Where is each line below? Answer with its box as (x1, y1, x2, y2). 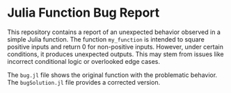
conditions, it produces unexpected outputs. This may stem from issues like (7, 50, 224, 58)
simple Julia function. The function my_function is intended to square (7, 35, 205, 43)
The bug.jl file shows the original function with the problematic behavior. (7, 71, 218, 79)
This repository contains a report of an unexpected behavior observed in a (7, 28, 221, 36)
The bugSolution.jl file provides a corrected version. (7, 78, 161, 86)
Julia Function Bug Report (7, 5, 160, 21)
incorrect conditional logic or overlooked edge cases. (7, 57, 160, 65)
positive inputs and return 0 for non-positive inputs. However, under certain (7, 42, 224, 51)
